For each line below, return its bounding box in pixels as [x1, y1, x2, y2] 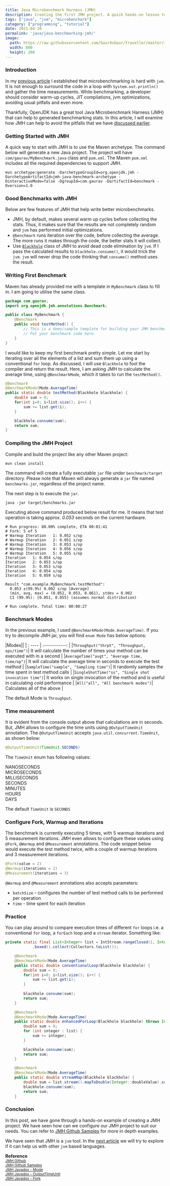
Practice [5, 913, 26, 920]
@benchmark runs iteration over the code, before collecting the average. [12, 232, 159, 238]
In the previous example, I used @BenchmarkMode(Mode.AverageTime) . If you [5, 627, 158, 633]
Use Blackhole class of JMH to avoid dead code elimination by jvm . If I [12, 243, 159, 249]
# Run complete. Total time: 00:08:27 [5, 604, 87, 609]
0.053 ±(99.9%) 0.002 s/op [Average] [10, 586, 90, 591]
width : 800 [10, 45, 33, 50]
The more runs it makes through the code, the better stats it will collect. [12, 238, 162, 244]
